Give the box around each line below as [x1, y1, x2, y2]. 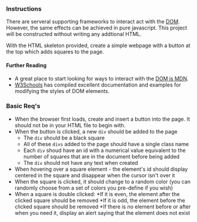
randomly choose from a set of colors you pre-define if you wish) [14, 184, 173, 191]
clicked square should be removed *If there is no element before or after [14, 203, 191, 210]
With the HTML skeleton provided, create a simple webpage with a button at [6, 42, 191, 49]
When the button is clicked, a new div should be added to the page [14, 128, 178, 135]
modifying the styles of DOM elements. [14, 87, 110, 94]
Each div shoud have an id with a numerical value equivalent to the [23, 147, 186, 154]
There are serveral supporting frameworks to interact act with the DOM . [6, 18, 181, 25]
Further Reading [6, 61, 47, 69]
